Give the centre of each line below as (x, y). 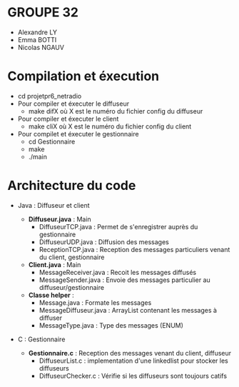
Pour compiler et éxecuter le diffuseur (73, 104)
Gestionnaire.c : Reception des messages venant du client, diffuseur (130, 353)
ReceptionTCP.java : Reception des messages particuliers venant (134, 249)
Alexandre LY (37, 32)
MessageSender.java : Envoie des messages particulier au (124, 280)
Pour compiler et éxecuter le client (68, 119)
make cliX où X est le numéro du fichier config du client (110, 126)
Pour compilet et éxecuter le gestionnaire (78, 134)
